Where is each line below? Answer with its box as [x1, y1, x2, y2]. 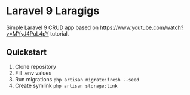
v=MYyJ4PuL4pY [6, 30, 49, 37]
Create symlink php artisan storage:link [14, 82, 118, 89]
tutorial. [50, 30, 69, 37]
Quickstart [6, 47, 47, 58]
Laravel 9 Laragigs [6, 4, 100, 18]
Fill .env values [14, 69, 52, 77]
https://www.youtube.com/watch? [99, 24, 184, 31]
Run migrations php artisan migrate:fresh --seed [14, 75, 139, 83]
